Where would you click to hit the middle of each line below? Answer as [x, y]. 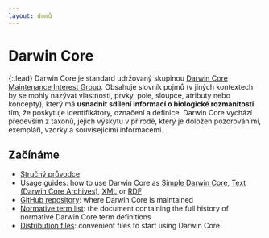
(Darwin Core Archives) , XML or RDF [81, 191]
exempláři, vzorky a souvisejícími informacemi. [86, 129]
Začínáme [34, 154]
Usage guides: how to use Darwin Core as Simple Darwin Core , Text [133, 183]
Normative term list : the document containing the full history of [124, 209]
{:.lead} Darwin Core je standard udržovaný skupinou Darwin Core [118, 78]
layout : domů [30, 16]
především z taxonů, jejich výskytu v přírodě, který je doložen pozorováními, [135, 121]
